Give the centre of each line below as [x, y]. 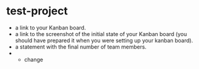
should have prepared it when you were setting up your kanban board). [104, 40]
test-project [37, 11]
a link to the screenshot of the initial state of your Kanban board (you [101, 34]
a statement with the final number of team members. [81, 47]
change [34, 59]
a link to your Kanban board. [50, 28]
